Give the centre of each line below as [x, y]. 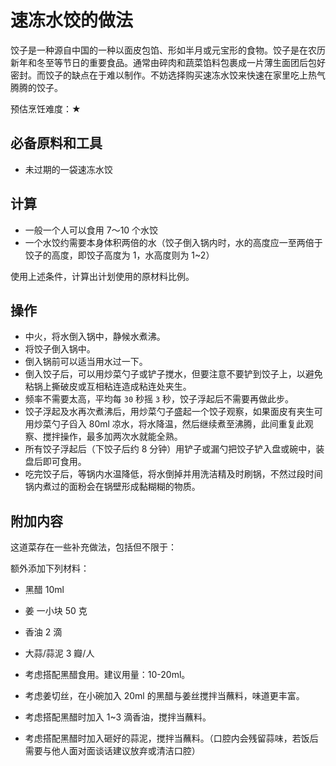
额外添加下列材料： [50, 568]
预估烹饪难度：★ [46, 108]
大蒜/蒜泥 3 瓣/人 [59, 653]
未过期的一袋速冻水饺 [68, 169]
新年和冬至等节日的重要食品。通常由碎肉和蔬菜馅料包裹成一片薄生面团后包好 [168, 62]
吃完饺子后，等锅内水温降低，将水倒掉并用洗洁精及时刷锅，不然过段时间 [173, 474]
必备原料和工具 [56, 143]
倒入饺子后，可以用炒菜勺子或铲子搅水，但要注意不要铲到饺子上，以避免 [173, 374]
